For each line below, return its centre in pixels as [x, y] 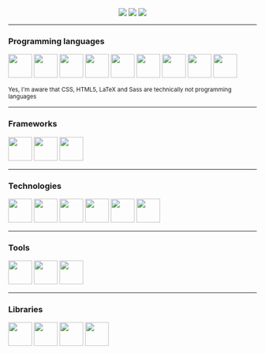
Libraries [26, 310]
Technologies [35, 186]
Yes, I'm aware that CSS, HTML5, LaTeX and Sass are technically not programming [120, 90]
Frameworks [33, 124]
